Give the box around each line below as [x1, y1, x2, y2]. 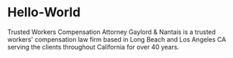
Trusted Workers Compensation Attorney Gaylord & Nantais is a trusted [7, 28, 216, 36]
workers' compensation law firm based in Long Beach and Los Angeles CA [7, 35, 227, 43]
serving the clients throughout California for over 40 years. [7, 42, 180, 51]
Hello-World [7, 4, 81, 21]
